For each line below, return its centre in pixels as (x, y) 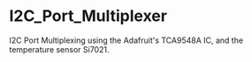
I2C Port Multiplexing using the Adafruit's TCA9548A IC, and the (126, 40)
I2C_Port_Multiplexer (88, 16)
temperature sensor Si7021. (59, 49)
